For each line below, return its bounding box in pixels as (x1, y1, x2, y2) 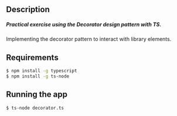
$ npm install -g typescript (6, 68, 77, 74)
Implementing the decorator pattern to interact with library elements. (6, 36, 172, 43)
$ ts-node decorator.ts (6, 105, 64, 111)
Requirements (6, 52, 59, 62)
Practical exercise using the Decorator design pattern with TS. (6, 20, 162, 28)
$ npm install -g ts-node (6, 73, 69, 79)
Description (6, 5, 50, 15)
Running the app (6, 90, 67, 100)
